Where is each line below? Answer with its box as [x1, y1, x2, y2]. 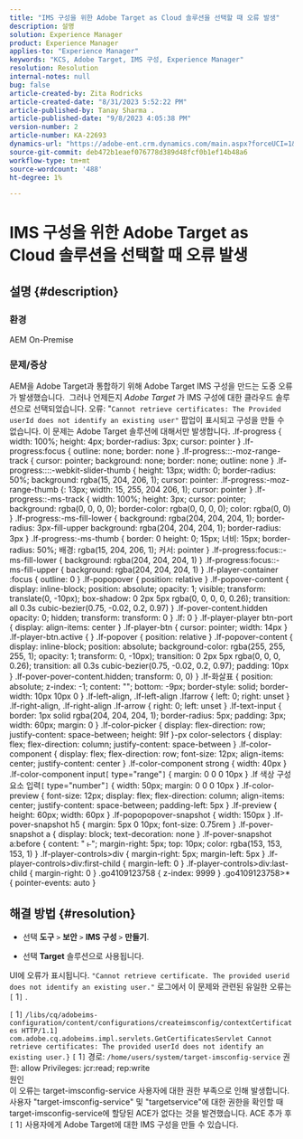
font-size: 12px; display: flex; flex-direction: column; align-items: [46, 790, 286, 801]
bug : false [9, 80, 50, 89]
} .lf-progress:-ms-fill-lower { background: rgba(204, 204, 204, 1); [9, 513, 255, 524]
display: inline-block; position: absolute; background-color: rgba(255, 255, [9, 641, 286, 652]
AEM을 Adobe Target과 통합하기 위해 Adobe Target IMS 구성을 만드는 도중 [9, 381, 277, 391]
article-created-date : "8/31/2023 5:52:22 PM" [9, 97, 188, 107]
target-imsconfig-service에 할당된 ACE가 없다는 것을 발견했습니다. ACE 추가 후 [9, 1108, 292, 1119]
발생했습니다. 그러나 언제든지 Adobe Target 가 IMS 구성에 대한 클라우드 [18, 392, 273, 403]
